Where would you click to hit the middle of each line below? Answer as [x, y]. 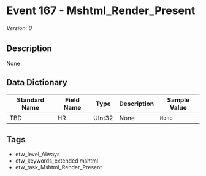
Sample [178, 100]
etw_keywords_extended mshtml [57, 161]
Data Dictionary [37, 82]
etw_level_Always [37, 155]
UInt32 [103, 118]
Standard [30, 100]
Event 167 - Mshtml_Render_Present [101, 11]
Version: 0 [19, 28]
